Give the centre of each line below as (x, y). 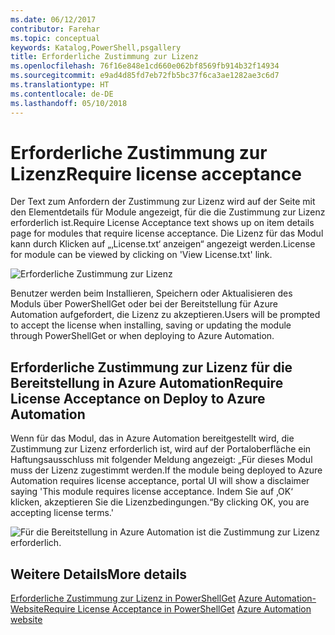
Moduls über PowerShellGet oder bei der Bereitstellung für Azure (144, 304)
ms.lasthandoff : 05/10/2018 (69, 103)
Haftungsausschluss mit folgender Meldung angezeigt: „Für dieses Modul (161, 460)
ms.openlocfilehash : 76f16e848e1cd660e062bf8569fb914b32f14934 (145, 66)
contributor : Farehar (55, 29)
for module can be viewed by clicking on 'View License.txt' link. (141, 255)
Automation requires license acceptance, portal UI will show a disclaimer (160, 481)
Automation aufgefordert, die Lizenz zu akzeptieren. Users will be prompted (165, 315)
